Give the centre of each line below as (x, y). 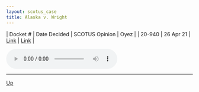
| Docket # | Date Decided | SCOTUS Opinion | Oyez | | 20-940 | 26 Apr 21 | (98, 34)
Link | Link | (20, 40)
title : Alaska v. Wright (37, 17)
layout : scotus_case (32, 12)
